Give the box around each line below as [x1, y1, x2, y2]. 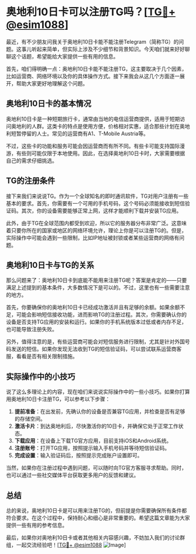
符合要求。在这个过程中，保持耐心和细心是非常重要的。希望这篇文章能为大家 [6, 514, 190, 521]
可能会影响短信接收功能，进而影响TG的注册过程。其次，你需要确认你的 [16, 311, 187, 318]
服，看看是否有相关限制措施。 [6, 353, 78, 360]
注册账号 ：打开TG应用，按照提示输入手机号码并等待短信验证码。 [14, 445, 170, 452]
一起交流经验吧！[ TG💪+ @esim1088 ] [16, 542, 127, 548]
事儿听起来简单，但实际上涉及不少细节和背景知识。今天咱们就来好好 [21, 45, 185, 53]
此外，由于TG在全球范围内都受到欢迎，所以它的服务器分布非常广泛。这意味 [6, 219, 187, 226]
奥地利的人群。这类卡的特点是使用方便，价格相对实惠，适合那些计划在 [10, 122, 180, 129]
